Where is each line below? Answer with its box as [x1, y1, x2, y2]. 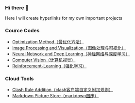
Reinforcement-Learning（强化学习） [12, 63, 87, 69]
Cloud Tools [5, 75, 34, 82]
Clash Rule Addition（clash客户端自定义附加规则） [12, 87, 113, 92]
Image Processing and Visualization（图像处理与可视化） [12, 45, 126, 51]
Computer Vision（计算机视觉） [12, 57, 76, 63]
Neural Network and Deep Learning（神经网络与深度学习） [12, 51, 130, 57]
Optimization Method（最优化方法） [12, 39, 84, 45]
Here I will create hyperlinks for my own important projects [5, 15, 122, 21]
